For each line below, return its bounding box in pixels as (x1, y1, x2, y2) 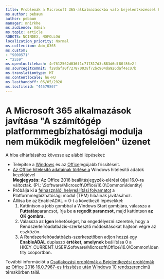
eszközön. (19, 229, 41, 235)
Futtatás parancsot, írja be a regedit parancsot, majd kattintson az (19, 208, 153, 214)
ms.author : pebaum (5, 12, 43, 17)
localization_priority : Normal (5, 39, 69, 44)
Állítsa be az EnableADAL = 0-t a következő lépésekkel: (12, 198, 124, 204)
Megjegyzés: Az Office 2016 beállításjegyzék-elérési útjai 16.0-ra (12, 177, 144, 183)
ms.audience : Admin (5, 25, 45, 30)
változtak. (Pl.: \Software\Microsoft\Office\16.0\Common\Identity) (12, 182, 143, 188)
